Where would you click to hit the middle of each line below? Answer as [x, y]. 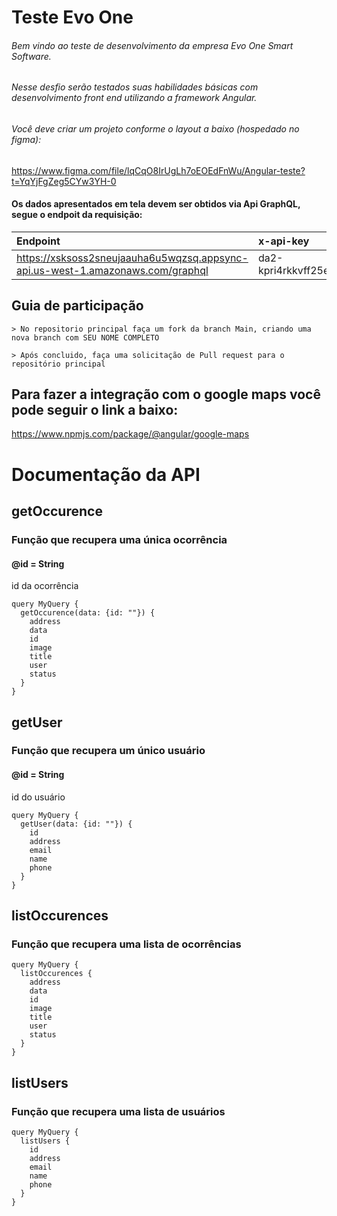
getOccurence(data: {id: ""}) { [88, 613]
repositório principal [58, 364]
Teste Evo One [72, 17]
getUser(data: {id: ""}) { [76, 824]
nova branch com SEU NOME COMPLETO [85, 337]
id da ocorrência [45, 586]
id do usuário [38, 797]
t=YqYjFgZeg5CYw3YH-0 [64, 181]
